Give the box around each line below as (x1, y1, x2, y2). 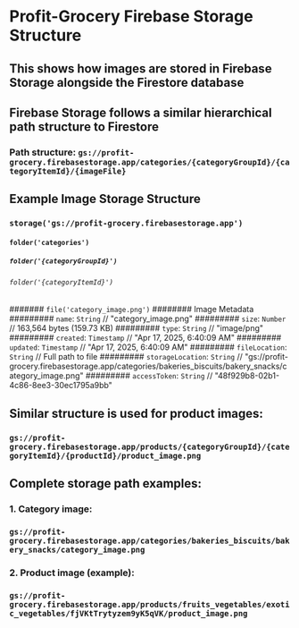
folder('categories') (9, 238, 90, 247)
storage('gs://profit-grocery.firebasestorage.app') (9, 218, 244, 229)
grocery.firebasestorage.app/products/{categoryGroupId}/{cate (9, 441, 290, 452)
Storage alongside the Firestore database (9, 74, 245, 90)
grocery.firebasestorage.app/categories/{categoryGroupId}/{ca (9, 157, 290, 167)
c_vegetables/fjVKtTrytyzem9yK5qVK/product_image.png (9, 608, 248, 618)
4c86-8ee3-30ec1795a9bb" (9, 380, 113, 391)
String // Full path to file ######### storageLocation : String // (9, 352, 244, 362)
